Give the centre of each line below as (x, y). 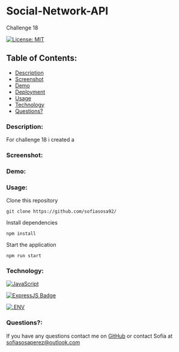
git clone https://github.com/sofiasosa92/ (62, 211)
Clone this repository (32, 201)
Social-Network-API (57, 11)
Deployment (30, 92)
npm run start (24, 256)
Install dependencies (32, 223)
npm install (21, 234)
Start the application (31, 245)
